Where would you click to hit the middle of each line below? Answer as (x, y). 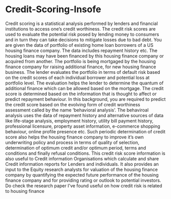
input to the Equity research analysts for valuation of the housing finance (81, 169)
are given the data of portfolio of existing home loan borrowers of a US (79, 45)
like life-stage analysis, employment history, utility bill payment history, (79, 121)
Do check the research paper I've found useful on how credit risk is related (84, 186)
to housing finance (25, 191)
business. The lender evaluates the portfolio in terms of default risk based (83, 72)
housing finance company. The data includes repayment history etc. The (81, 50)
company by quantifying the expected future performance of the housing (82, 175)
